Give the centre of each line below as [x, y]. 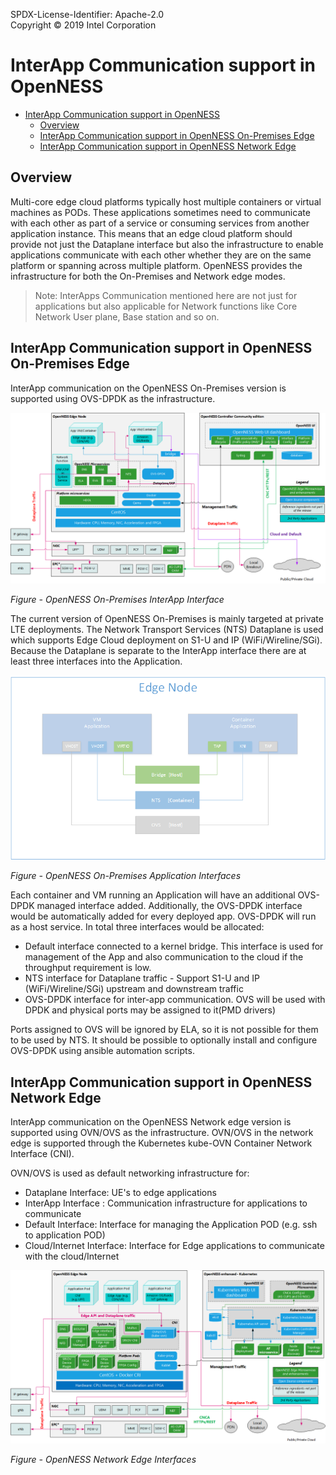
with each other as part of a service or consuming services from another [160, 223]
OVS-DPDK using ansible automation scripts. [102, 1051]
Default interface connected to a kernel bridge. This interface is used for [174, 946]
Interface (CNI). [42, 1154]
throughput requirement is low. [88, 968]
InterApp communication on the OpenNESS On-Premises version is [148, 388]
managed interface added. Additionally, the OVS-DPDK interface [169, 906]
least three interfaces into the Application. [96, 661]
